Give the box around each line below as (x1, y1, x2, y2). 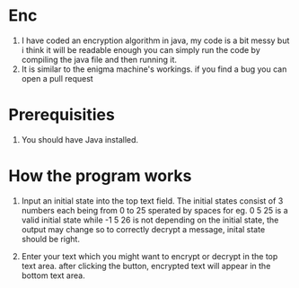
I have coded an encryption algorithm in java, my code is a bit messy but (21, 35, 290, 46)
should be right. (21, 233, 80, 244)
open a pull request (21, 73, 93, 83)
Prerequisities (8, 105, 116, 126)
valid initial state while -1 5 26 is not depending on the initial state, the (21, 214, 279, 225)
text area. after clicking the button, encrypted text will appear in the (21, 260, 271, 271)
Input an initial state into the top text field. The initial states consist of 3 (21, 195, 284, 206)
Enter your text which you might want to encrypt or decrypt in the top (21, 250, 278, 261)
